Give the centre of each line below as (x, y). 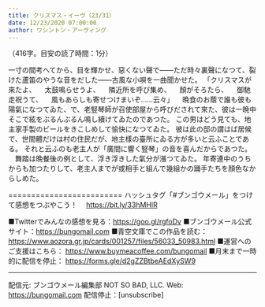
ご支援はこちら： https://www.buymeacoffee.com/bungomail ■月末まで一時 (132, 251)
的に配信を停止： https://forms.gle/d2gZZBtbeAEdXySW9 (102, 261)
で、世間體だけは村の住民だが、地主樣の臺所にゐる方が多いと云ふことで (125, 139)
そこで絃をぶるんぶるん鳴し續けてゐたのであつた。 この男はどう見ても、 (126, 120)
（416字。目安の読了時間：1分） (60, 54)
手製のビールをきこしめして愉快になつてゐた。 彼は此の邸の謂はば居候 (137, 129)
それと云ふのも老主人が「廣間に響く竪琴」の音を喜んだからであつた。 (138, 149)
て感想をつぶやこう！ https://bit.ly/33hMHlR (83, 205)
